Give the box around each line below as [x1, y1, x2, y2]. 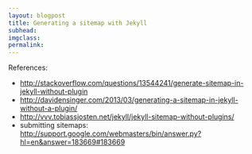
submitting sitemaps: [19, 121, 89, 130]
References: [8, 63, 48, 72]
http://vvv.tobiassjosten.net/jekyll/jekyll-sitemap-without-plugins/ [19, 112, 235, 121]
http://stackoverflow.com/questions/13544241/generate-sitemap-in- [19, 79, 244, 88]
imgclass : [8, 33, 41, 42]
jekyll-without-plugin [19, 87, 88, 96]
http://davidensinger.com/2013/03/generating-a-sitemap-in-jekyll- [19, 95, 238, 105]
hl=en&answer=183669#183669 [19, 137, 126, 147]
